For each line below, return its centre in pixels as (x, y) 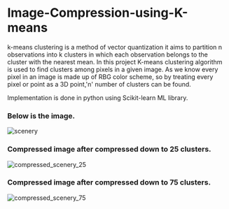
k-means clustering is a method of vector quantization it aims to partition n (115, 47)
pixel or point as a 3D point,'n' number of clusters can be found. (99, 84)
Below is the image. (41, 115)
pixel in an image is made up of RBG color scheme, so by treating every (110, 77)
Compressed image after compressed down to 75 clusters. (109, 182)
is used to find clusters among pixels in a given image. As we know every (113, 69)
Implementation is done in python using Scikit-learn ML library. (98, 98)
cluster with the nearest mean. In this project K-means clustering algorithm (115, 62)
